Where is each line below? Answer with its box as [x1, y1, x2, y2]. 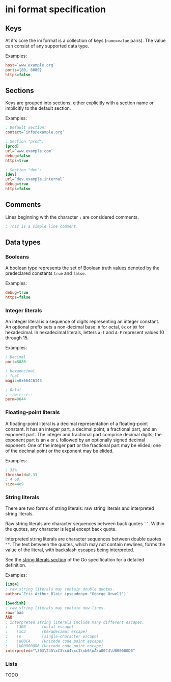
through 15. [5, 335, 29, 341]
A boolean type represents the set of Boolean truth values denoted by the [5, 265, 160, 271]
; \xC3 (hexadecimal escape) [5, 629, 88, 634]
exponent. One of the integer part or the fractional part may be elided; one [5, 442, 161, 448]
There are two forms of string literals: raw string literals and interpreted [5, 505, 154, 511]
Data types [5, 238, 41, 247]
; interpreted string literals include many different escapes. [5, 620, 145, 625]
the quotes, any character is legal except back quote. [5, 526, 117, 532]
